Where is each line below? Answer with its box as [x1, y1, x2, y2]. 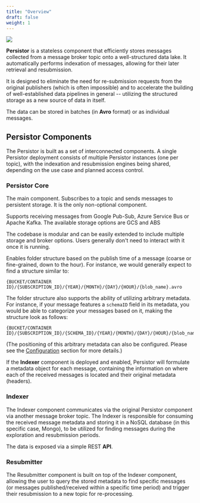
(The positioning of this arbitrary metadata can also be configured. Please [6, 340, 187, 348]
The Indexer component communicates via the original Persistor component [6, 406, 193, 413]
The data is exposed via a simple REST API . [6, 443, 113, 450]
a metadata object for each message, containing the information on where [6, 365, 188, 372]
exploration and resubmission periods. [6, 431, 100, 438]
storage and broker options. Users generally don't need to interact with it [6, 237, 185, 244]
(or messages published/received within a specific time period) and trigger [6, 484, 189, 491]
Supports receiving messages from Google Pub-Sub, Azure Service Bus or [6, 213, 189, 220]
